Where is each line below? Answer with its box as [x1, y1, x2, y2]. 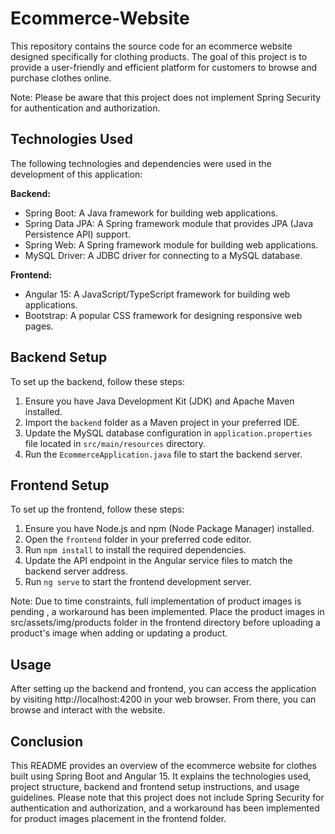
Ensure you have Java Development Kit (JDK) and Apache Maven [24, 395, 295, 407]
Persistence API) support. [24, 228, 131, 240]
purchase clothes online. [10, 72, 112, 84]
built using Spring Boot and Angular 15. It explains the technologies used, [10, 770, 312, 782]
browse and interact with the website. [10, 704, 166, 716]
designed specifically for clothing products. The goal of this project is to [10, 50, 308, 62]
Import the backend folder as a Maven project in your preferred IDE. [24, 416, 300, 428]
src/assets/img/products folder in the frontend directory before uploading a [10, 617, 321, 629]
